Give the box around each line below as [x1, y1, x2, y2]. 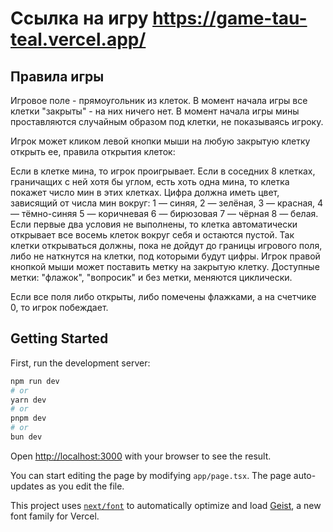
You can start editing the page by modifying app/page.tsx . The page [10, 469, 292, 481]
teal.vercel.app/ [10, 28, 147, 51]
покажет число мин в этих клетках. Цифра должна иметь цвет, [10, 187, 280, 198]
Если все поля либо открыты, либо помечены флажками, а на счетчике [10, 291, 317, 302]
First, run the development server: [10, 357, 151, 369]
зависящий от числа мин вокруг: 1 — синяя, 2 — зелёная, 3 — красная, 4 [10, 197, 324, 209]
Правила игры [10, 68, 105, 85]
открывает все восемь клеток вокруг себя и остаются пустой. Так [10, 229, 295, 241]
